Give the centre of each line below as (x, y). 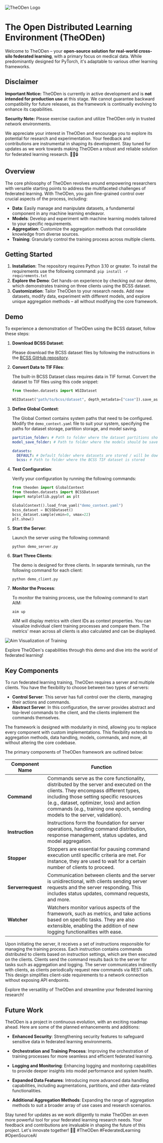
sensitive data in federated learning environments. (62, 1042)
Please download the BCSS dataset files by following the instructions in (83, 353)
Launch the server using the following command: (61, 538)
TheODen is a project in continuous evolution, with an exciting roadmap (76, 1022)
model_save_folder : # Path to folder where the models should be (79, 442)
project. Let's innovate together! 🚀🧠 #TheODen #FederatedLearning (73, 1130)
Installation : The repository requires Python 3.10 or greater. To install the (85, 266)
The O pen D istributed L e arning (69, 27)
